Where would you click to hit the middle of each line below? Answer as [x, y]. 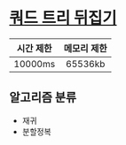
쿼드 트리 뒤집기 [63, 18]
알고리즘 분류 [43, 98]
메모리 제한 [86, 48]
